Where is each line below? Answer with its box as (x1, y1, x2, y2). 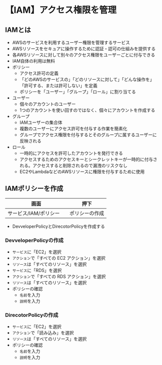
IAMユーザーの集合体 (19, 120, 63, 125)
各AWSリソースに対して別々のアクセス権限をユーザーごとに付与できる (12, 52, 156, 58)
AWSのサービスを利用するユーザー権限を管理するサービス (12, 40, 130, 45)
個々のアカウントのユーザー (19, 101, 76, 107)
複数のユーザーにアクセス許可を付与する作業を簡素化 (19, 126, 128, 131)
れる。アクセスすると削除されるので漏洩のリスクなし (19, 163, 128, 168)
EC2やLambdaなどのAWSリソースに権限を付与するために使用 (19, 169, 145, 175)
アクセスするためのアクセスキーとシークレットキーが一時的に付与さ (19, 156, 158, 162)
